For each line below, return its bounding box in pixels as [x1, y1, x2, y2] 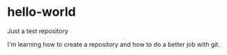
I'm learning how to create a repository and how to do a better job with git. [7, 40, 221, 48]
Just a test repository [7, 27, 68, 35]
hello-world [7, 4, 77, 20]
